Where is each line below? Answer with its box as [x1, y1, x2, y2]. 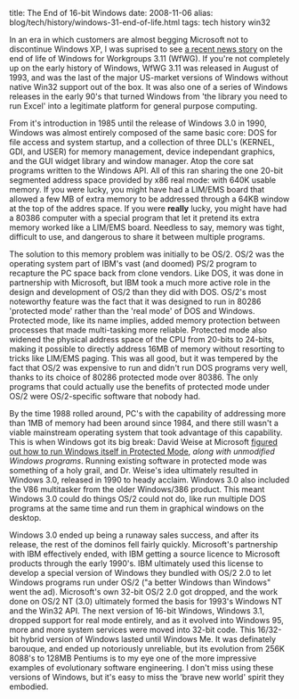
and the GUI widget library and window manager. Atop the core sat [9, 156, 254, 166]
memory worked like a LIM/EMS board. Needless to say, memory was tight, [9, 222, 285, 233]
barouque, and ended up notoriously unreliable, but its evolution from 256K [9, 644, 285, 654]
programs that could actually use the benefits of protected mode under [9, 382, 270, 391]
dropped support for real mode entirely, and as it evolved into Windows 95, [9, 615, 284, 625]
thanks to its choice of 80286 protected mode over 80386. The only [9, 372, 259, 382]
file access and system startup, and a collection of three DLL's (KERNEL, [9, 137, 275, 147]
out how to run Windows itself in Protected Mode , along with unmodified [9, 446, 276, 456]
